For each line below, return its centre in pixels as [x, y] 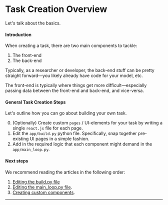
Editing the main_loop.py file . [42, 187]
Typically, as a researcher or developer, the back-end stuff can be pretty [80, 70]
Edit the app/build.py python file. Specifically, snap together [75, 133]
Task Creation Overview [56, 9]
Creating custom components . [43, 192]
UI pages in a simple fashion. [59, 139]
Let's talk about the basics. [33, 23]
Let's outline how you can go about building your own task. [66, 113]
